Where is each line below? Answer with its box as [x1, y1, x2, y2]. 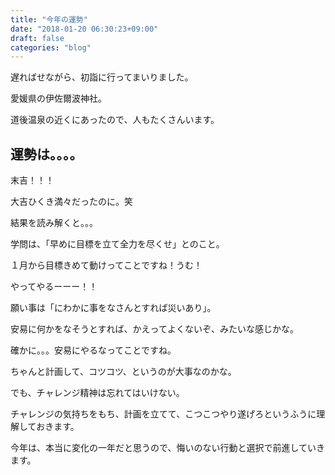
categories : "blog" [10, 42, 92, 53]
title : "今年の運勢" [10, 14, 88, 25]
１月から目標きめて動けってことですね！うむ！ [10, 259, 203, 271]
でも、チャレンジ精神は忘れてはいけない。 [10, 387, 185, 399]
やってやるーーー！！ [10, 281, 98, 293]
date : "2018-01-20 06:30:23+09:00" [10, 24, 159, 34]
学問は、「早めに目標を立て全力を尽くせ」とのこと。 [10, 238, 225, 250]
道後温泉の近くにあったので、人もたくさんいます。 [10, 114, 220, 126]
